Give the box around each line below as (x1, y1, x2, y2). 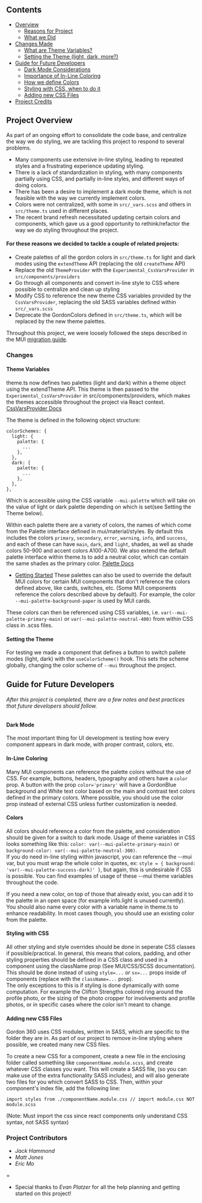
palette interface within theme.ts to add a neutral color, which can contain (6, 553, 189, 560)
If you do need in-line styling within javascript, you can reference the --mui (6, 853, 192, 860)
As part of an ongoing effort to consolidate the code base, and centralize (6, 131, 187, 138)
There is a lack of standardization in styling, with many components (14, 168, 183, 176)
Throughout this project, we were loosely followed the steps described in (6, 329, 188, 337)
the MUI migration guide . (6, 335, 68, 343)
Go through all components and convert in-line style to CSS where (14, 279, 180, 286)
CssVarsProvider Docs (6, 404, 62, 412)
